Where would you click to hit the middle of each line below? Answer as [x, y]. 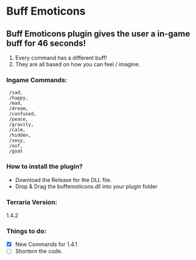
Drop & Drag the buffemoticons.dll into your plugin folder [86, 186]
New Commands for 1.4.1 [46, 244]
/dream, [19, 109]
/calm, [17, 130]
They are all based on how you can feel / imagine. [78, 64]
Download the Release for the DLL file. [63, 180]
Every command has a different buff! [61, 58]
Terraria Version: [32, 202]
